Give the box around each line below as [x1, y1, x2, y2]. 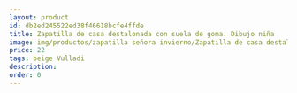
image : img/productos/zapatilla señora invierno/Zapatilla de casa [9, 37, 263, 47]
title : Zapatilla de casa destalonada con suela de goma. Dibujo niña [9, 29, 275, 38]
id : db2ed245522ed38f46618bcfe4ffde [9, 21, 144, 30]
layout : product [9, 12, 69, 22]
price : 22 [9, 46, 46, 55]
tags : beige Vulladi [9, 54, 86, 63]
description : [9, 63, 57, 72]
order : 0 [9, 71, 42, 80]
